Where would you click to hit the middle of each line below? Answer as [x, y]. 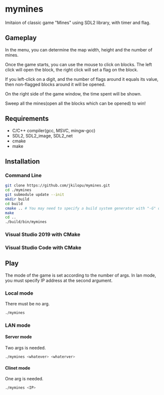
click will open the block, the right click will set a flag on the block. [72, 70]
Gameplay [21, 38]
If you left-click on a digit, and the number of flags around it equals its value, [82, 79]
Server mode [19, 337]
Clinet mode [18, 368]
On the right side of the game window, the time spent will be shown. [73, 93]
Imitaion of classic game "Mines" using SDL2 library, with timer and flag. [78, 23]
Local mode [19, 293]
